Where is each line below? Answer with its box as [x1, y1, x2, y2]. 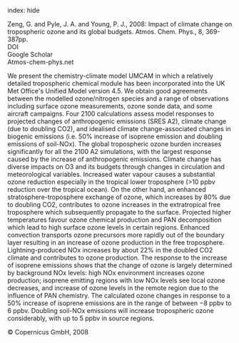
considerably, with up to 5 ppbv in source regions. [7, 314, 155, 322]
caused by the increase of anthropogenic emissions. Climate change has [7, 155, 222, 163]
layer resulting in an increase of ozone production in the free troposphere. [7, 238, 225, 247]
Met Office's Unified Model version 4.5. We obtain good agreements [7, 87, 208, 95]
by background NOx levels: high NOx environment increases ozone [7, 269, 205, 277]
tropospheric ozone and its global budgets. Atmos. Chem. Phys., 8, [7, 28, 205, 36]
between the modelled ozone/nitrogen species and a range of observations [7, 94, 230, 103]
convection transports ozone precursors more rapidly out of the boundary [7, 231, 225, 239]
